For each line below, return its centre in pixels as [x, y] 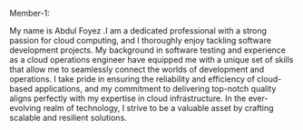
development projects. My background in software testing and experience [148, 50]
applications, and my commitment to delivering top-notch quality [156, 89]
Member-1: [29, 13]
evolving [25, 108]
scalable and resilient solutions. [68, 118]
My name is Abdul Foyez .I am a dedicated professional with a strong [138, 30]
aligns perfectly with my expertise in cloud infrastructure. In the [128, 98]
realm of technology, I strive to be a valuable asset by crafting [158, 108]
